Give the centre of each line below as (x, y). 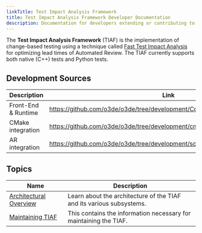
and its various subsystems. (107, 203)
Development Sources (49, 78)
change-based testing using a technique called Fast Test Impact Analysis (97, 46)
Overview (23, 203)
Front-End (24, 105)
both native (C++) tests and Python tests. (57, 59)
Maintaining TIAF (33, 217)
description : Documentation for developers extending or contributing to (101, 23)
